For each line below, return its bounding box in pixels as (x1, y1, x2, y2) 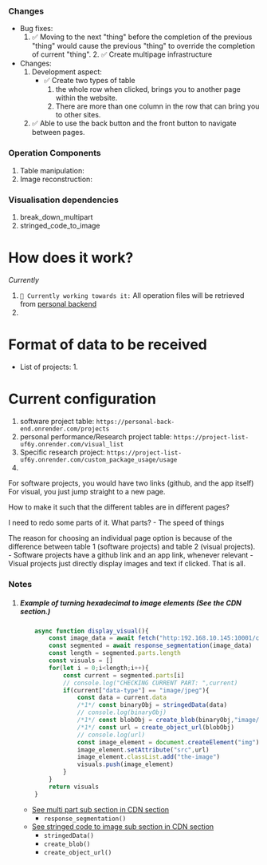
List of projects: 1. (19, 362, 78, 371)
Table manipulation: (19, 165, 85, 175)
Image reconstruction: (19, 174, 93, 184)
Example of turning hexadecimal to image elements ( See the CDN (19, 598, 241, 608)
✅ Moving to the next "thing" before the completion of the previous (31, 32, 253, 42)
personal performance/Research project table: (19, 431, 173, 441)
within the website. (55, 93, 118, 103)
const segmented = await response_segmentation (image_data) (49, 641, 253, 650)
